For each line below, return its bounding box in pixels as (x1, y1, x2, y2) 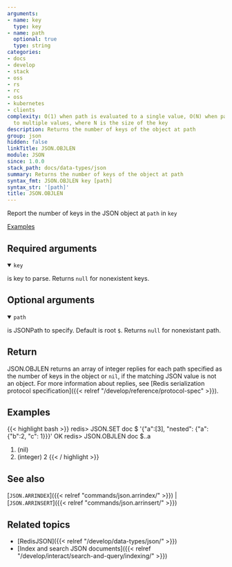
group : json (7, 132, 41, 139)
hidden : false (7, 139, 48, 146)
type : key (13, 23, 41, 30)
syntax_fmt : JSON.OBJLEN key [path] (7, 177, 113, 184)
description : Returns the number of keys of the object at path (7, 126, 196, 133)
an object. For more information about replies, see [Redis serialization (7, 379, 205, 387)
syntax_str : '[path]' (7, 184, 70, 191)
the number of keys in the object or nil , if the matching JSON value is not (7, 371, 217, 380)
